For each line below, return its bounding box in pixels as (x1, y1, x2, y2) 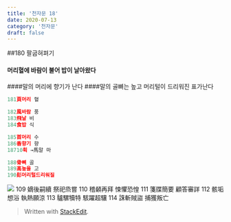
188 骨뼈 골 (7, 159, 34, 166)
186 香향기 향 (7, 140, 39, 147)
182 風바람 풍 (7, 109, 39, 115)
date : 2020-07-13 (7, 16, 57, 23)
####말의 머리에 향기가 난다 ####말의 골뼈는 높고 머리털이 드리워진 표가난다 (7, 82, 214, 91)
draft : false (7, 29, 45, 36)
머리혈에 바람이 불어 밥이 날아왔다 (7, 66, 96, 74)
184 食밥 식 (7, 122, 34, 129)
